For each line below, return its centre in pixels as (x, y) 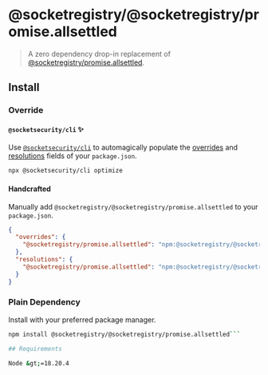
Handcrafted (30, 189)
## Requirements (35, 349)
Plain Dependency (45, 302)
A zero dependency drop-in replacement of (99, 54)
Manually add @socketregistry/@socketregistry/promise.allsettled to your (133, 206)
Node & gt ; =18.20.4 (39, 363)
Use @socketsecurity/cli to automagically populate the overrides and (123, 148)
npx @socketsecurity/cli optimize (66, 171)
